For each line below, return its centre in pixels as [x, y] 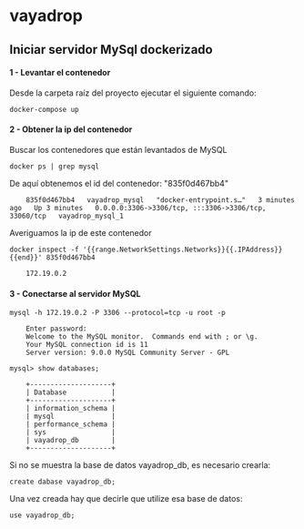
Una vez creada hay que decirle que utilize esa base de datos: [126, 499]
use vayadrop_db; [42, 515]
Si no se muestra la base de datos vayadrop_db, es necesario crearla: [140, 465]
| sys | [71, 432]
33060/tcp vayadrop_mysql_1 [67, 216]
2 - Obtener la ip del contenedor [71, 129]
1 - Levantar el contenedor [60, 73]
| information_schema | [71, 409]
